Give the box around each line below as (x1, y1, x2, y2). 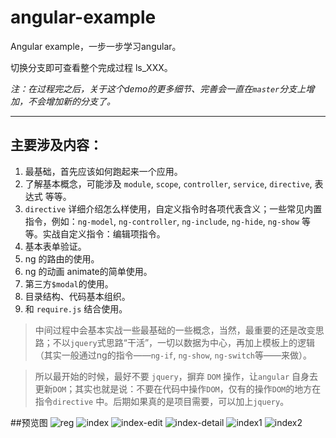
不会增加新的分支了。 (27, 95, 116, 107)
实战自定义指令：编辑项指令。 (42, 227, 166, 240)
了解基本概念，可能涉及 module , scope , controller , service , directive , (24, 177, 313, 190)
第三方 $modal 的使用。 (24, 277, 114, 290)
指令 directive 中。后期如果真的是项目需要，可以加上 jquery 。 (34, 395, 290, 407)
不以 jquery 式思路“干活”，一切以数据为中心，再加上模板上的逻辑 (52, 336, 316, 348)
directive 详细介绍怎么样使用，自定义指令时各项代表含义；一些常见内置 (24, 202, 323, 215)
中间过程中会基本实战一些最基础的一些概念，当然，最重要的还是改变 (34, 324, 316, 336)
